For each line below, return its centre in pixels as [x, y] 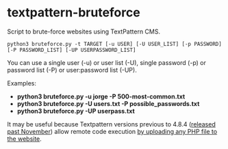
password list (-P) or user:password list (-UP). [72, 70]
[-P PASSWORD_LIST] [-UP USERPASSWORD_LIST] [72, 50]
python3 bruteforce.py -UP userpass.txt [76, 111]
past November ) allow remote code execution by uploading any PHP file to [112, 131]
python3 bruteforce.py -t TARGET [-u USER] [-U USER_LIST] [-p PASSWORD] [115, 44]
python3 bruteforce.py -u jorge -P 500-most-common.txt [101, 96]
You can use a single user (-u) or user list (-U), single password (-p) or [107, 62]
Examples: [22, 83]
